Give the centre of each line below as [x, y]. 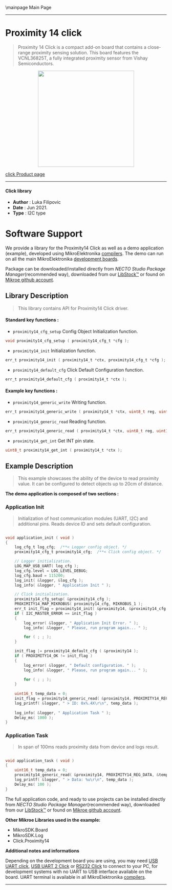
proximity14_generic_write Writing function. [59, 402]
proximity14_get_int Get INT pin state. [53, 440]
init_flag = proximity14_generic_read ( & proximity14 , [73, 699]
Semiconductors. [36, 63]
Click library [19, 191]
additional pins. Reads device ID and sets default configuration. [84, 524]
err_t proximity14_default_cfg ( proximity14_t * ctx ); [66, 379]
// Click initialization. [42, 594]
